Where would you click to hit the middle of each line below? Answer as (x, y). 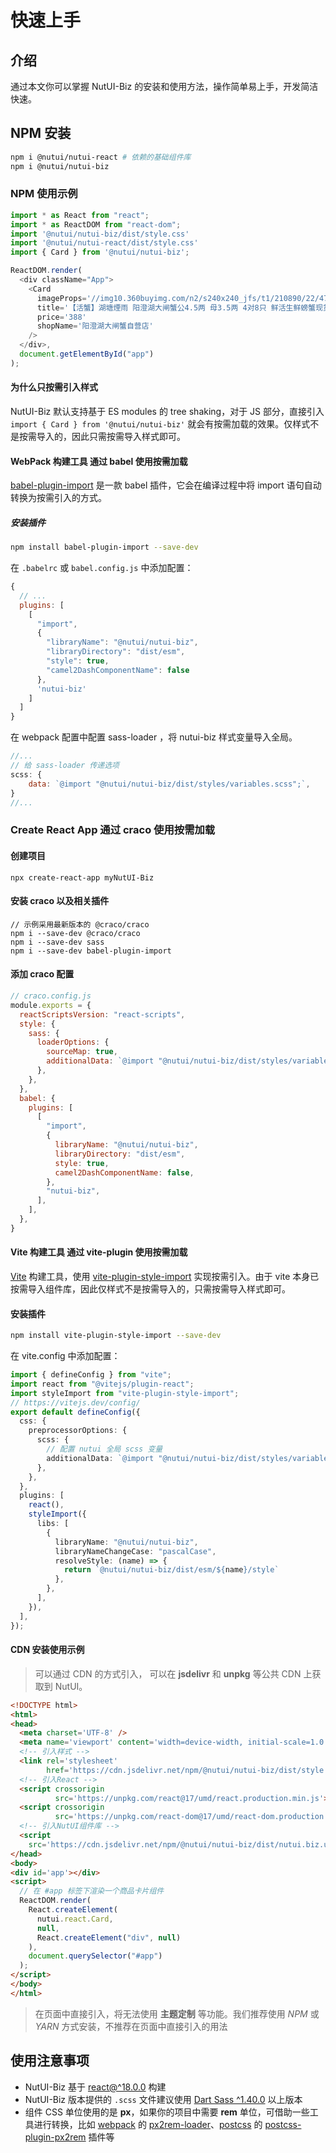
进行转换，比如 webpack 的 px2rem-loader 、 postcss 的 (148, 2124)
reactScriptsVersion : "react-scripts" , (102, 1014)
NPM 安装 (41, 133)
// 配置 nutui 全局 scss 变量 (104, 1449)
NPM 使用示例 (44, 194)
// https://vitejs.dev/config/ (75, 1402)
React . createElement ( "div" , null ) (109, 1937)
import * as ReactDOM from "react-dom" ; (96, 224)
